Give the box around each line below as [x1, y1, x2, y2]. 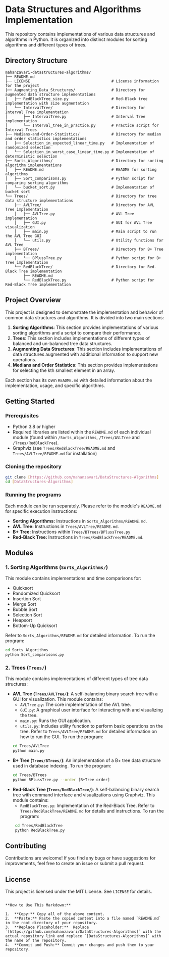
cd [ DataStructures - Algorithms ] [5, 479, 73, 485]
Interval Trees [5, 127, 37, 132]
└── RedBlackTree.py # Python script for [23, 277, 155, 282]
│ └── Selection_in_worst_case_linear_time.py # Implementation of [5, 149, 155, 155]
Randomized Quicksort [12, 590, 61, 597]
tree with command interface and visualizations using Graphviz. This [12, 792, 155, 798]
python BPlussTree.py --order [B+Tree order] [12, 777, 110, 782]
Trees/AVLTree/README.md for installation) [12, 451, 97, 457]
